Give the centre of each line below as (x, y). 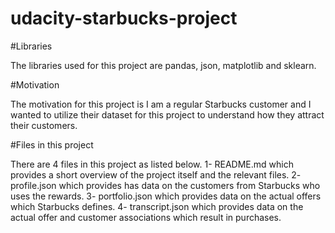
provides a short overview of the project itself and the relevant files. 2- (156, 174)
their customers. (44, 125)
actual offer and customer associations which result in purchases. (146, 217)
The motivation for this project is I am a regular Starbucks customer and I (161, 104)
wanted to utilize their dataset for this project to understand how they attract (167, 114)
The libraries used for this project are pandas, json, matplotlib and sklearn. (163, 65)
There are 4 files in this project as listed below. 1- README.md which (152, 164)
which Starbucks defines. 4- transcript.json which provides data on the (157, 206)
